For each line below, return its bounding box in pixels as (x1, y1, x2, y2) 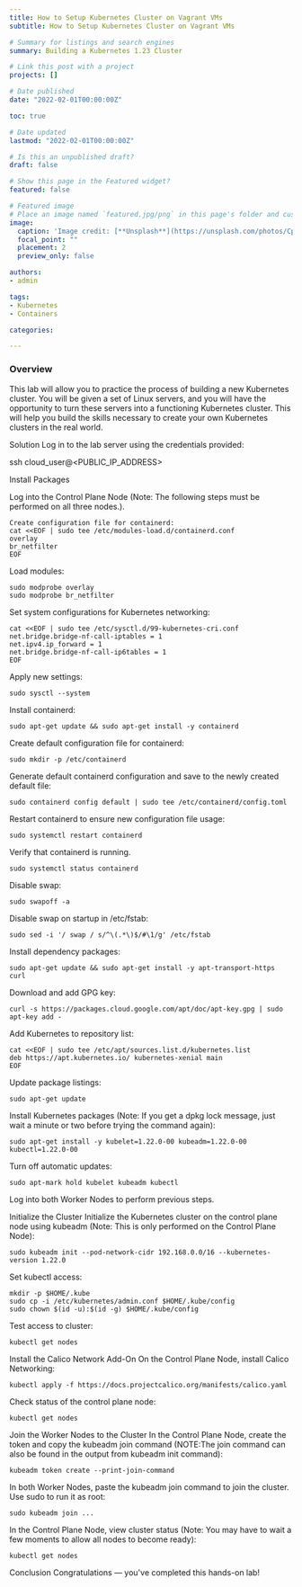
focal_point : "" (17, 235, 78, 244)
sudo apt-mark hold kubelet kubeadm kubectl (9, 1178, 179, 1187)
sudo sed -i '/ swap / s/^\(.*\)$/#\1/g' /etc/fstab (9, 930, 211, 940)
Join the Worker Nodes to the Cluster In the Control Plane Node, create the (9, 1429, 287, 1440)
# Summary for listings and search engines (9, 38, 175, 47)
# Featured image (9, 201, 75, 210)
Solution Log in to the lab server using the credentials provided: (9, 439, 244, 450)
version (9, 1255, 39, 1264)
